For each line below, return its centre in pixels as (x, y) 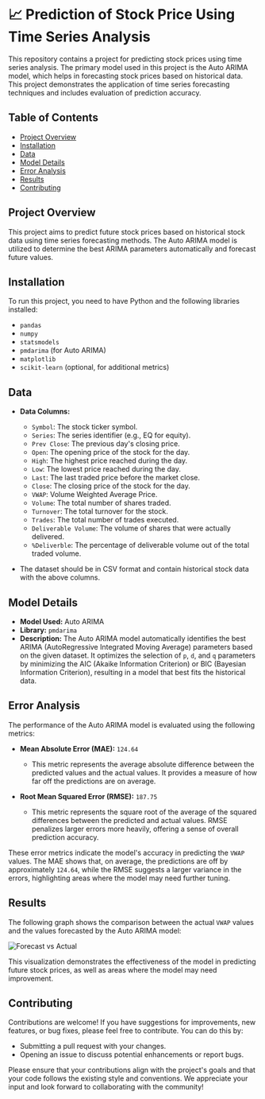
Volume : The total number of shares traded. (101, 503)
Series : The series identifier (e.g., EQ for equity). (111, 435)
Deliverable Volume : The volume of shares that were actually (131, 528)
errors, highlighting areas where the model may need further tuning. (119, 878)
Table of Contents (54, 118)
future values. (31, 257)
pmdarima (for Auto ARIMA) (63, 351)
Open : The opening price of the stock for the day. (111, 452)
